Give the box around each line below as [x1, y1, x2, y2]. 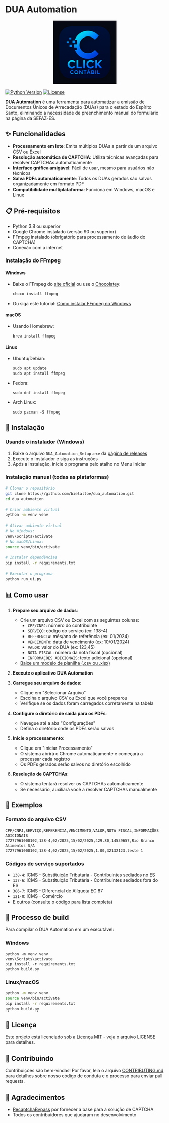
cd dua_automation [5, 496, 44, 501]
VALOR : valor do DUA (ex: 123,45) [27, 644, 95, 650]
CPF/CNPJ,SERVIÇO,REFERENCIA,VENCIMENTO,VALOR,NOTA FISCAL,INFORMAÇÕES [5, 828, 159, 833]
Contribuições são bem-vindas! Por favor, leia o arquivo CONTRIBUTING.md [5, 1068, 164, 1074]
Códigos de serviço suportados [5, 860, 84, 867]
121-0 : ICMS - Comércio [12, 893, 63, 899]
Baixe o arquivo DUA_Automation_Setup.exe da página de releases [12, 450, 148, 456]
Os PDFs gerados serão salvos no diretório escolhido [20, 761, 131, 767]
